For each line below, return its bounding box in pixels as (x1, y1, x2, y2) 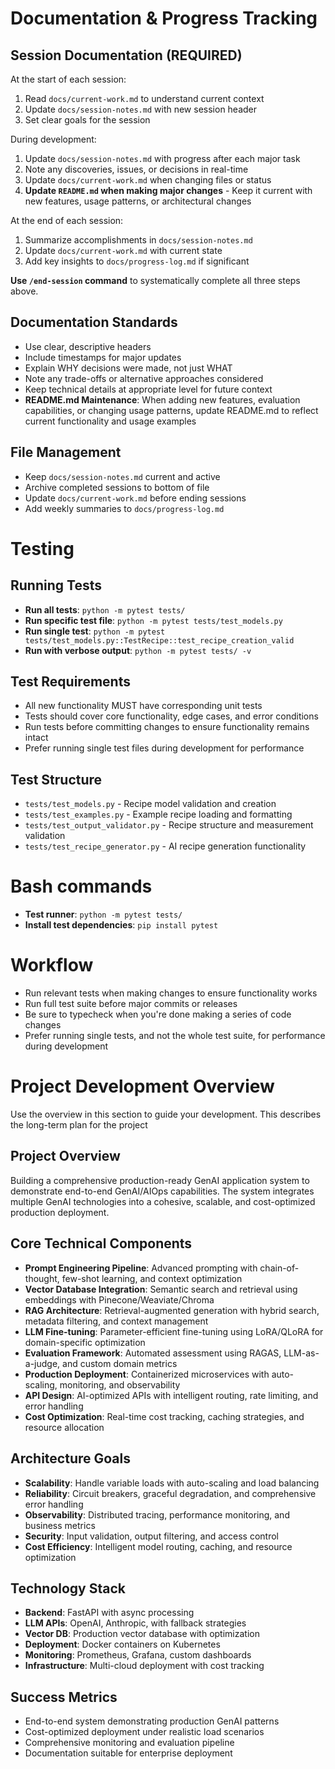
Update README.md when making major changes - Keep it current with (24, 185, 313, 196)
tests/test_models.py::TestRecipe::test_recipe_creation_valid (24, 635, 295, 646)
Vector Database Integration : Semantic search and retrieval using (24, 1283, 298, 1295)
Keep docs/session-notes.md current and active (24, 470, 221, 482)
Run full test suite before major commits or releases (24, 998, 238, 1010)
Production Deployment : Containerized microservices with (24, 1368, 270, 1380)
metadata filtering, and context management (24, 1315, 209, 1327)
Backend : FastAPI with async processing (24, 1607, 195, 1619)
